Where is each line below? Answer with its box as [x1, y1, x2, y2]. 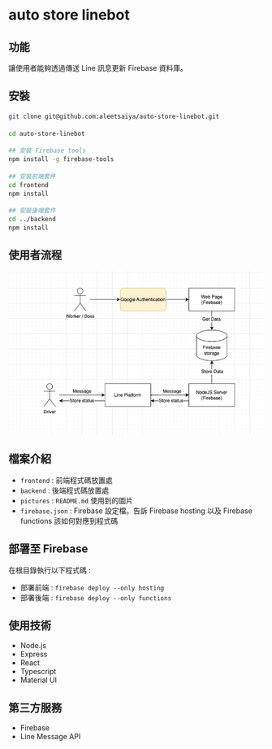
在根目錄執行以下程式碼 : [8, 565, 91, 575]
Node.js [19, 641, 47, 651]
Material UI [19, 675, 58, 685]
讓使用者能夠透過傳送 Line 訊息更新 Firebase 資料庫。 [8, 63, 188, 72]
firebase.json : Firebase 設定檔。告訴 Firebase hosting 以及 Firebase [19, 506, 253, 516]
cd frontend [8, 181, 49, 189]
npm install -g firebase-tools [8, 155, 114, 163]
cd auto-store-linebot [8, 129, 85, 137]
